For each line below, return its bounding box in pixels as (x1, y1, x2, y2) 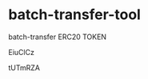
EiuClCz (8, 47, 34, 57)
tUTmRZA (8, 62, 40, 73)
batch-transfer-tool (8, 6, 142, 24)
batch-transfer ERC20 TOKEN (8, 32, 106, 41)
